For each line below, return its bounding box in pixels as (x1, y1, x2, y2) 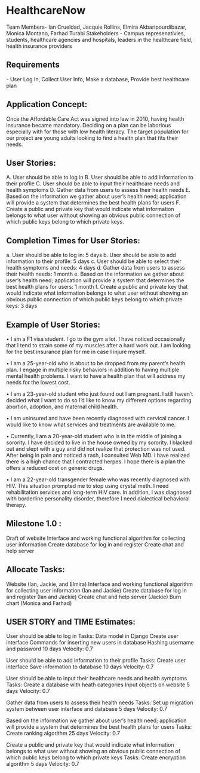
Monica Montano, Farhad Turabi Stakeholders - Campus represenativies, (6, 29, 186, 36)
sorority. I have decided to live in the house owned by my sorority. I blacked (6, 439, 192, 446)
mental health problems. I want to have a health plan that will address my (6, 372, 186, 380)
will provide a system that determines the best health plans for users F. (6, 199, 181, 206)
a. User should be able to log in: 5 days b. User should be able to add (6, 252, 176, 259)
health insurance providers (6, 42, 73, 50)
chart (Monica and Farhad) (6, 599, 72, 607)
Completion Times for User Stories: (6, 236, 140, 246)
